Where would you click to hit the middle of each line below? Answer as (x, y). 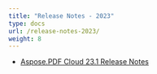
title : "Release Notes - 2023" (61, 16)
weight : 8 (25, 39)
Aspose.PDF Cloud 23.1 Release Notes (84, 62)
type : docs (27, 24)
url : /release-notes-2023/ (54, 31)
